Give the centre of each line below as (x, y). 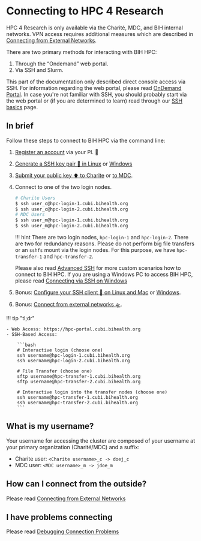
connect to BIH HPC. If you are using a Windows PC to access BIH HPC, (104, 274)
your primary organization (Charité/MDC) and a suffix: (73, 447)
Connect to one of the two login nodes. (63, 187)
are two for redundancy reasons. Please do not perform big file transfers (105, 244)
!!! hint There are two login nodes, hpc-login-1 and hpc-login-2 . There (102, 237)
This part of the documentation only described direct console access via (96, 82)
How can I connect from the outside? (76, 484)
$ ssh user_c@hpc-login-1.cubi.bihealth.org (71, 203)
